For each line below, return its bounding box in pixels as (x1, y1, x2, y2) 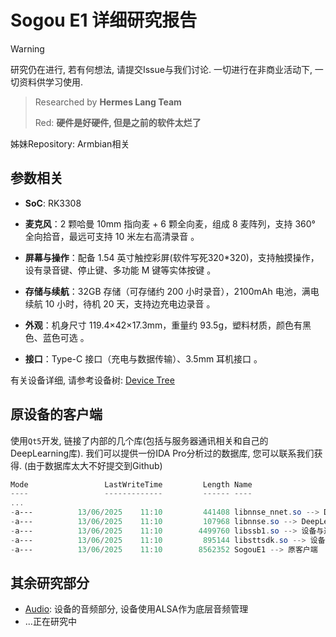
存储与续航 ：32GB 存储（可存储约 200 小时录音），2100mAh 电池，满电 (24, 285, 320, 297)
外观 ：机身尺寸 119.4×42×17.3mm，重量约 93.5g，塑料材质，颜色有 (24, 319, 303, 331)
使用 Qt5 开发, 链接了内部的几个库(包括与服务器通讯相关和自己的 (10, 434, 269, 446)
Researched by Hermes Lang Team (34, 96, 182, 108)
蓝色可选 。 (42, 331, 90, 343)
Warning (10, 42, 45, 55)
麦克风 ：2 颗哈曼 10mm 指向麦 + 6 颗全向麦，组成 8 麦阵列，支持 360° (24, 217, 316, 230)
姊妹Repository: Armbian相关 (10, 137, 130, 150)
